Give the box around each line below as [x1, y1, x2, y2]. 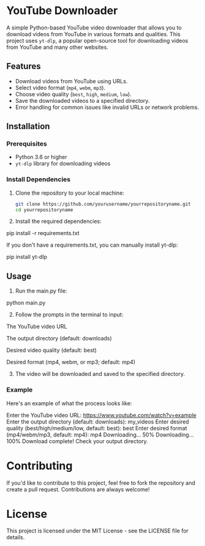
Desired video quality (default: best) [6, 346, 97, 354]
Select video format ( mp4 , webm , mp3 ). [15, 84, 106, 91]
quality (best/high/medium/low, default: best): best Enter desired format [6, 424, 187, 432]
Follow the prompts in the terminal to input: [15, 311, 124, 318]
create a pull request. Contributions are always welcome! [6, 485, 150, 493]
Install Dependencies [6, 175, 71, 184]
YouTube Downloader [6, 4, 118, 18]
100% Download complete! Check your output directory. [6, 437, 148, 444]
